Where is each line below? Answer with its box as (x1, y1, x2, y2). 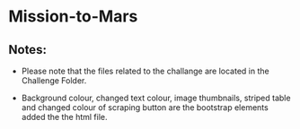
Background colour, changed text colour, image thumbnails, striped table (21, 92, 291, 103)
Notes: (8, 42, 47, 57)
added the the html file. (21, 112, 108, 122)
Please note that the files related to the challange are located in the (21, 65, 270, 76)
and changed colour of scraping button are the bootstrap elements (21, 102, 269, 113)
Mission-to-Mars (8, 6, 138, 27)
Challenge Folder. (21, 75, 87, 86)
